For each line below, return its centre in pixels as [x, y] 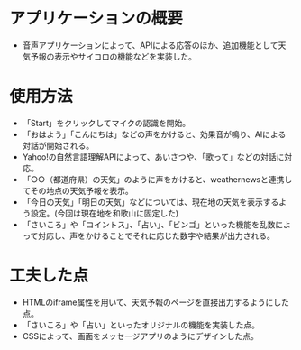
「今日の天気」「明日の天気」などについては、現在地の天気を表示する [150, 202]
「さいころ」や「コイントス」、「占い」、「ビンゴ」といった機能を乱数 [149, 224]
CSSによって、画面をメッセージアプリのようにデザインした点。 [140, 336]
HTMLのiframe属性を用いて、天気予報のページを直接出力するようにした [156, 302]
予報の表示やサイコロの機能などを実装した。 [113, 56]
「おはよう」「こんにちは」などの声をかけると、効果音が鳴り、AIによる [154, 134]
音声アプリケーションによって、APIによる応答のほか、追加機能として [150, 45]
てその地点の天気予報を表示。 [78, 190]
